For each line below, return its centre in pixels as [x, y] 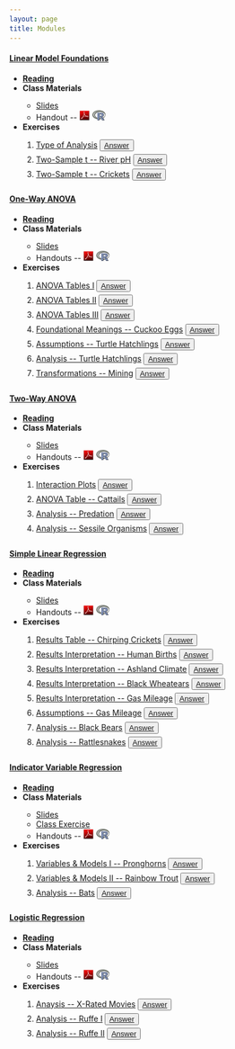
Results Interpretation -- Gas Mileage [104, 698]
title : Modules [38, 28]
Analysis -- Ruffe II [70, 1033]
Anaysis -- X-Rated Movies [86, 1004]
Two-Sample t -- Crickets [83, 174]
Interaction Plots [66, 485]
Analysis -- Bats [65, 892]
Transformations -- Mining [84, 372]
